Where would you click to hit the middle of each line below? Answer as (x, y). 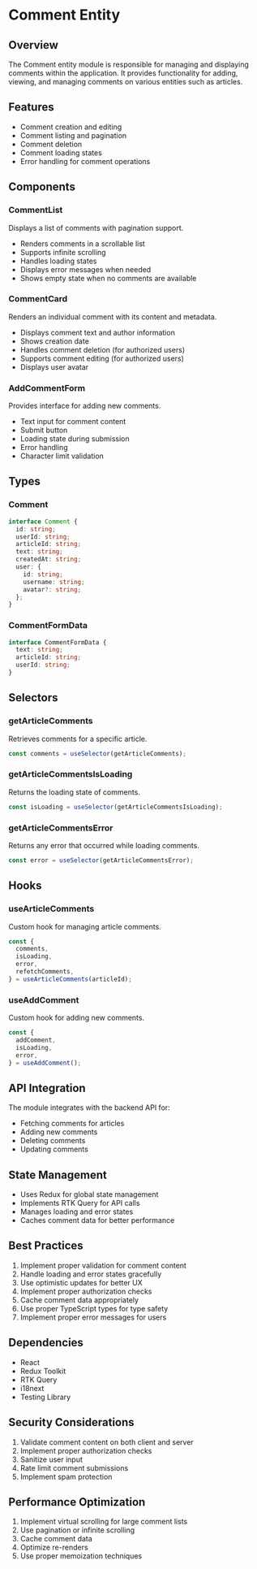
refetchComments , (45, 972)
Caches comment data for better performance (97, 1220)
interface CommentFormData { (58, 642)
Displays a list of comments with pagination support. (96, 228)
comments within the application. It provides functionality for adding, (123, 73)
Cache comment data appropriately (79, 1300)
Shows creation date (54, 341)
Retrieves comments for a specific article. (78, 739)
